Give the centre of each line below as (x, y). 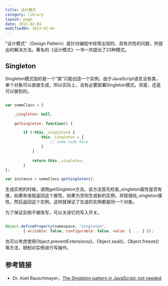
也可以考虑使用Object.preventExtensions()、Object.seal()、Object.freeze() (82, 241)
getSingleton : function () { (43, 124)
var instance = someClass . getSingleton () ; (50, 179)
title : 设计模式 (21, 10)
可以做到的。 (18, 91)
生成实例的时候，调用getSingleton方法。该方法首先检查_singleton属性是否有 (83, 189)
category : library (24, 15)
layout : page (19, 19)
